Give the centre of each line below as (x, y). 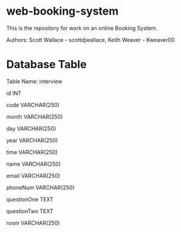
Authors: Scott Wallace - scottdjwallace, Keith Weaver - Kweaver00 (90, 40)
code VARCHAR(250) (33, 105)
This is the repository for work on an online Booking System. (82, 28)
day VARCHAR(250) (31, 128)
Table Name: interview (34, 81)
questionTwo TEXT (30, 211)
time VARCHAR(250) (32, 152)
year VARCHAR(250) (32, 140)
